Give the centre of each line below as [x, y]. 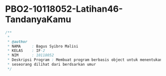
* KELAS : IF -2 [26, 51]
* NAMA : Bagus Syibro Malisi [43, 46]
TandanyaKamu [38, 19]
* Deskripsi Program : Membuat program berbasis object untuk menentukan [85, 60]
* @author [17, 42]
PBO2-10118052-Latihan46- [64, 9]
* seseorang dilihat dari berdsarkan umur [52, 65]
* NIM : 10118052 [31, 55]
